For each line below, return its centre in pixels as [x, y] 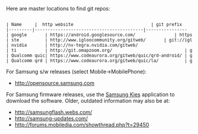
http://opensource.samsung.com [55, 83]
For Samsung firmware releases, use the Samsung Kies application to [90, 94]
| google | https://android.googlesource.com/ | [92, 35]
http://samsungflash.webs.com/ [53, 112]
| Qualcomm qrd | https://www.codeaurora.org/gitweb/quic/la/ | [97, 61]
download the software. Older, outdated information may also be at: [88, 101]
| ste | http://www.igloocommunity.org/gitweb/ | [86, 40]
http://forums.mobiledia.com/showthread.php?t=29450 [82, 125]
